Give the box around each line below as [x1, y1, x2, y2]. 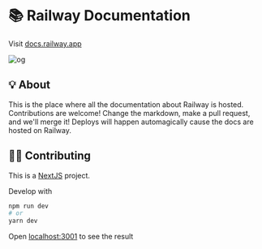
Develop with [8, 186, 53, 195]
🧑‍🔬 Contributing [8, 149, 92, 163]
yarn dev [8, 217, 38, 225]
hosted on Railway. [8, 125, 71, 135]
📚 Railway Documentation [8, 6, 191, 25]
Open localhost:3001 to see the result [8, 232, 134, 242]
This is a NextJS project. [8, 170, 91, 180]
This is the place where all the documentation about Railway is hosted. [8, 99, 244, 109]
